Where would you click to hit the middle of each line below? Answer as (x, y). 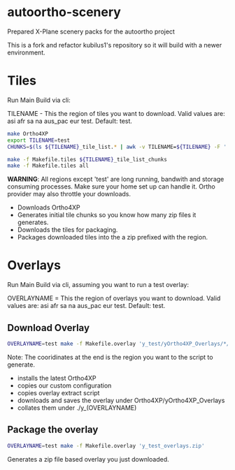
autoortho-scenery (64, 12)
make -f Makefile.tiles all (48, 166)
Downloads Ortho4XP (49, 207)
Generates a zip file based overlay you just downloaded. (88, 459)
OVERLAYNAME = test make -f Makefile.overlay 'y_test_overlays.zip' (106, 446)
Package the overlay (53, 430)
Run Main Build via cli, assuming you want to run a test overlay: (98, 285)
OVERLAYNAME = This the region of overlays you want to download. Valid (114, 298)
